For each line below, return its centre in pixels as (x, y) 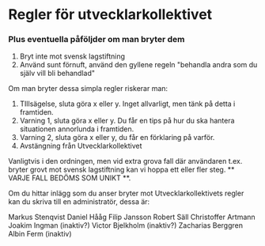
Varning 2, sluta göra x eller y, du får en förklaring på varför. (117, 138)
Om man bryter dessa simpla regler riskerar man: (88, 89)
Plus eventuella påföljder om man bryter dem (97, 40)
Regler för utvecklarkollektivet (110, 15)
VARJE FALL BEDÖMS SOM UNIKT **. (70, 178)
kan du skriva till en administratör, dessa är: (79, 202)
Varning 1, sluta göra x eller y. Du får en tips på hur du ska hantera (127, 121)
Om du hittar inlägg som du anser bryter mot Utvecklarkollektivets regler (126, 193)
